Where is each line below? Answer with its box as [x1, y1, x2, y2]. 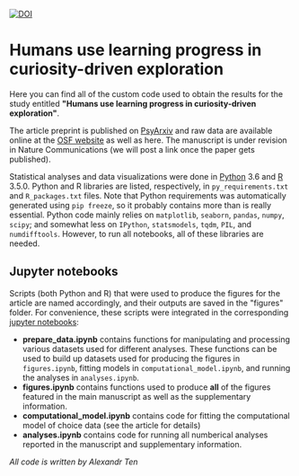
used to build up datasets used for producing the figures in [22, 353, 241, 364]
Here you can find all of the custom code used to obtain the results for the [9, 88, 284, 99]
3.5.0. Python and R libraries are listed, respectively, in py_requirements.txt [9, 181, 289, 191]
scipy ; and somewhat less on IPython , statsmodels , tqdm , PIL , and [9, 218, 252, 229]
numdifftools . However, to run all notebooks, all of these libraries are [9, 228, 264, 239]
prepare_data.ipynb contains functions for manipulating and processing [22, 333, 290, 345]
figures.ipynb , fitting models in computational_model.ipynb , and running [22, 362, 291, 373]
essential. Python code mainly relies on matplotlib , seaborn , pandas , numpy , [9, 209, 285, 220]
